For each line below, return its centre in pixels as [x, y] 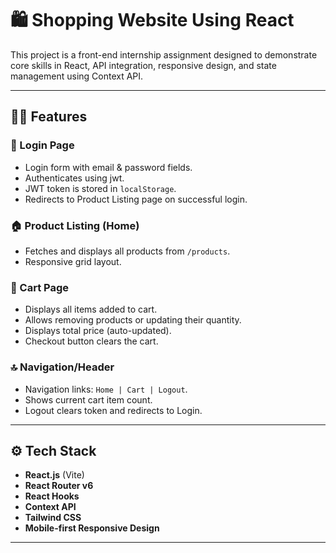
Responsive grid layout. [73, 261]
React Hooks [52, 496]
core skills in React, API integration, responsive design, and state [143, 65]
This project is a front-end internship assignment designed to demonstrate [164, 54]
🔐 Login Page [42, 145]
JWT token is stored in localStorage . [100, 188]
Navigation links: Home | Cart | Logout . [106, 389]
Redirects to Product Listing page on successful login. [136, 199]
